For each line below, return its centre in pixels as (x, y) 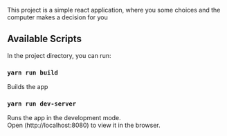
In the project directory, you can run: (59, 55)
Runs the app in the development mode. (64, 118)
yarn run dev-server (42, 104)
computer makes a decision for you (58, 17)
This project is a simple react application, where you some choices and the (114, 10)
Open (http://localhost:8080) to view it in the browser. (84, 125)
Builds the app (28, 87)
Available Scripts (44, 39)
